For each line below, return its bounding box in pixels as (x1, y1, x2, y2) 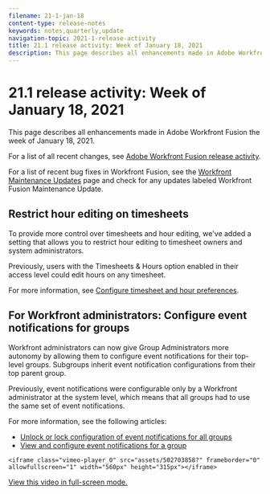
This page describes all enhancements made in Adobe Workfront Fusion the (8, 127, 260, 137)
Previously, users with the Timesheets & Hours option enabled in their (8, 261, 239, 271)
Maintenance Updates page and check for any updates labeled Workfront (8, 175, 252, 185)
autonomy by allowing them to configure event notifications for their (8, 351, 233, 361)
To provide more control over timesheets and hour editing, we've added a (8, 228, 252, 238)
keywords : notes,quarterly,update (8, 27, 125, 35)
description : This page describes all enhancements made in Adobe (8, 49, 235, 57)
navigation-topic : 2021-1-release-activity (8, 34, 157, 43)
